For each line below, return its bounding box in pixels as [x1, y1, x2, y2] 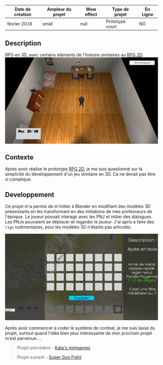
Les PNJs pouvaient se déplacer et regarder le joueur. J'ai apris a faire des [5, 219, 154, 225]
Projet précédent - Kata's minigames [16, 345, 91, 350]
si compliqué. [5, 176, 32, 182]
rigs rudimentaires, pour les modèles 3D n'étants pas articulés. [5, 224, 132, 230]
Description [5, 39, 41, 47]
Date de [14, 6, 31, 12]
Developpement [5, 190, 55, 199]
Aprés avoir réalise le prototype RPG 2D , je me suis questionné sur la [5, 166, 143, 172]
